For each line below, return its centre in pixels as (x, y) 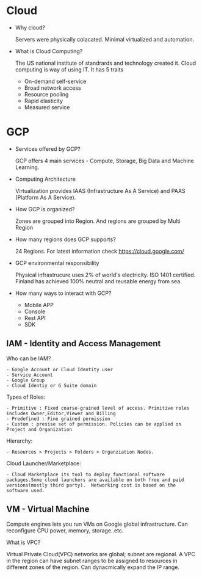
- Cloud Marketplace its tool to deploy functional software (86, 474)
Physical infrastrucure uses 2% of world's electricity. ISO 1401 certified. (105, 275)
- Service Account (30, 375)
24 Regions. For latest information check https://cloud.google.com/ (99, 251)
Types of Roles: (26, 397)
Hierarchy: (20, 441)
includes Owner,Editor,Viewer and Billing (61, 413)
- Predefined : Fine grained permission (59, 419)
